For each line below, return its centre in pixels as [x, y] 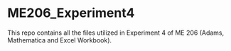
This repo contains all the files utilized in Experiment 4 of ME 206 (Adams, [116, 33]
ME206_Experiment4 [71, 13]
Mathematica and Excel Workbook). [60, 40]
